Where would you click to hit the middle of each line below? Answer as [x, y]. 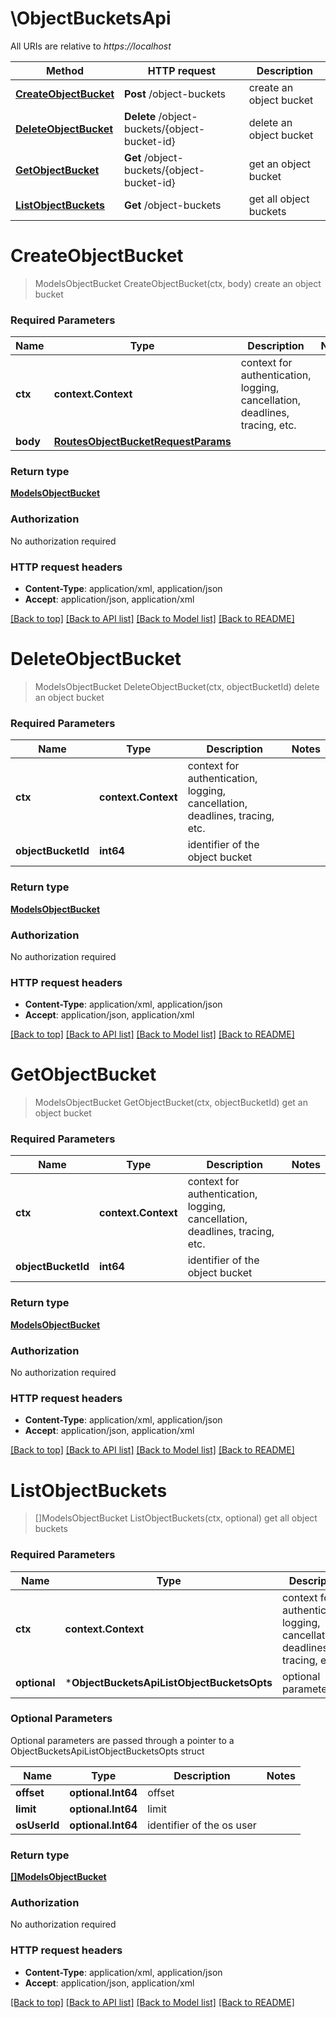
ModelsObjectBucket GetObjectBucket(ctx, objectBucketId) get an [171, 1103]
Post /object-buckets [175, 94]
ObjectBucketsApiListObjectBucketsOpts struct [107, 1751]
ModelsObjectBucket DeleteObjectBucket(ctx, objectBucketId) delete [177, 686]
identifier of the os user [202, 1825]
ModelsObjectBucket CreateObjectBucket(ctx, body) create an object [178, 283]
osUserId [37, 1825]
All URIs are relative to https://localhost [91, 46]
